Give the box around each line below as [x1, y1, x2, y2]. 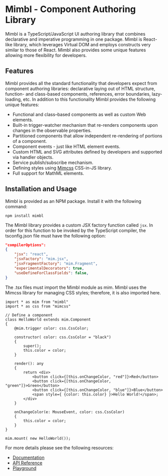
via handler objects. [12, 154, 54, 160]
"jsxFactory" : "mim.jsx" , [14, 257, 69, 262]
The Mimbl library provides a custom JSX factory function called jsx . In [5, 222, 153, 228]
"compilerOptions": [5, 243, 46, 248]
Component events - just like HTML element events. [12, 143, 121, 149]
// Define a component [5, 312, 53, 318]
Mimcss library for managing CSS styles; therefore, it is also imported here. [5, 289, 161, 295]
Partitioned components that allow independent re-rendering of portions [12, 132, 162, 139]
